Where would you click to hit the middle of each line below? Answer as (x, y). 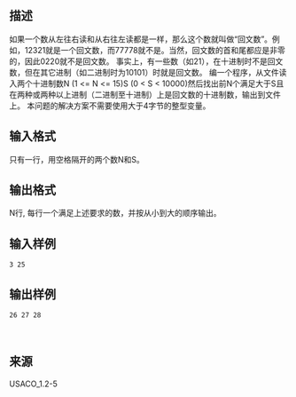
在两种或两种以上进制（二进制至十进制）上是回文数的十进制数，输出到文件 (145, 94)
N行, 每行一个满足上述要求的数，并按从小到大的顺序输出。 (115, 213)
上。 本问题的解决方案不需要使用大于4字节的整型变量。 (110, 106)
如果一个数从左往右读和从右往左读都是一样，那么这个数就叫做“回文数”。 (141, 39)
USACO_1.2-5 (33, 384)
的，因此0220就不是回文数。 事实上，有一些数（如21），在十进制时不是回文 (146, 61)
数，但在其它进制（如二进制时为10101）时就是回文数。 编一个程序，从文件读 (148, 72)
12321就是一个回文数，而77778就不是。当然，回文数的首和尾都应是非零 (155, 50)
